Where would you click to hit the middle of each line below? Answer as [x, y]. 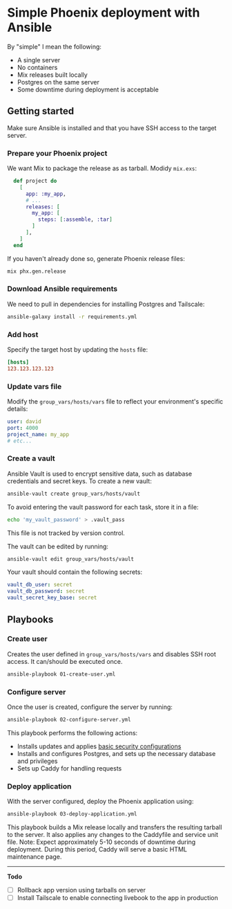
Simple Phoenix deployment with [104, 13]
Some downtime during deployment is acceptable [88, 89]
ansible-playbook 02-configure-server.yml [69, 719]
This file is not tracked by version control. [66, 533]
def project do [35, 181]
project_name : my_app [38, 434]
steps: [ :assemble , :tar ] [75, 219]
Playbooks [30, 619]
